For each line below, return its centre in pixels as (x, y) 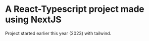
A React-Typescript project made (75, 9)
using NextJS (33, 20)
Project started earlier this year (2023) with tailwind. (58, 33)
